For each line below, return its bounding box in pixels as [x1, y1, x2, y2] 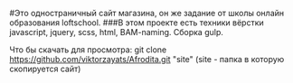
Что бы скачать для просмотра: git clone [9, 44, 167, 55]
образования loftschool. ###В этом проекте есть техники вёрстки [9, 17, 264, 28]
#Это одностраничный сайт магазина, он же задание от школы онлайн [9, 8, 285, 18]
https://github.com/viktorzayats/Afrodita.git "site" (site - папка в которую [9, 54, 285, 64]
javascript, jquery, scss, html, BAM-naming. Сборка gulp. [9, 27, 224, 37]
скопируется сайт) [9, 63, 81, 74]
